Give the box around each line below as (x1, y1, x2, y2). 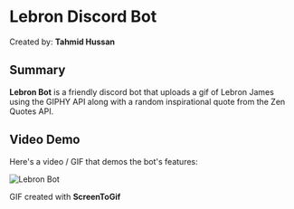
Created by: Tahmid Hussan (9, 36, 116, 47)
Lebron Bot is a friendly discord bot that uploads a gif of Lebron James (9, 86, 274, 97)
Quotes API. (9, 106, 54, 117)
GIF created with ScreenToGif (9, 191, 121, 202)
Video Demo (9, 132, 81, 147)
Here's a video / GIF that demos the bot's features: (9, 156, 198, 166)
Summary (9, 62, 66, 78)
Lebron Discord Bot (9, 6, 157, 27)
